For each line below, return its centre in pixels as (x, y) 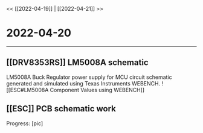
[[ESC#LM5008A (27, 90)
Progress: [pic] (25, 123)
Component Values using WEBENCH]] (97, 90)
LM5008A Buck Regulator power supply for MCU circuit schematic (89, 77)
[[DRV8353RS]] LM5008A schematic (78, 63)
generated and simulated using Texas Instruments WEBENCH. (83, 83)
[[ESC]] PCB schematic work (61, 109)
